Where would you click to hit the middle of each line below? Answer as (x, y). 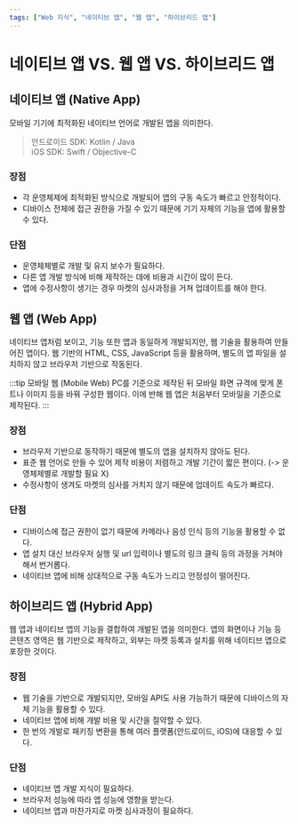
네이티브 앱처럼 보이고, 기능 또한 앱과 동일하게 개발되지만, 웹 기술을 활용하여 (141, 342)
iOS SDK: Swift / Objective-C (84, 151)
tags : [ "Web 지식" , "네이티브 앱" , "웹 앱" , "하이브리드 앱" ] (113, 17)
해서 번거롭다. (46, 564)
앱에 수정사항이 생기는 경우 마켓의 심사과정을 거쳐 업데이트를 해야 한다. (144, 288)
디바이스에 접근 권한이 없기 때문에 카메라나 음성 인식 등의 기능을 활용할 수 (149, 531)
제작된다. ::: (29, 405)
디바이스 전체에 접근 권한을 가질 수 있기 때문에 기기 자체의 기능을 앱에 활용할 (154, 208)
